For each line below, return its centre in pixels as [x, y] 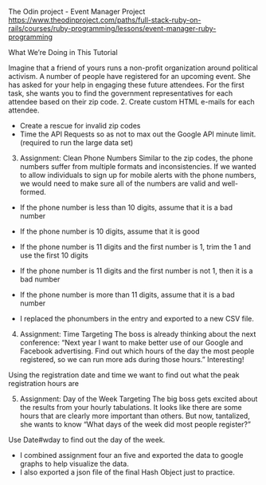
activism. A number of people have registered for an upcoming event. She [129, 76]
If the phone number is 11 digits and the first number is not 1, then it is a [136, 271]
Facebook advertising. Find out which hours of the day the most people [137, 351]
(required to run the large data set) [76, 142]
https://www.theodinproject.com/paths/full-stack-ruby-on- [105, 20]
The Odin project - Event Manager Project [77, 12]
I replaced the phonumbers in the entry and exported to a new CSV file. [137, 319]
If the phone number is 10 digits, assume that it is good [110, 231]
